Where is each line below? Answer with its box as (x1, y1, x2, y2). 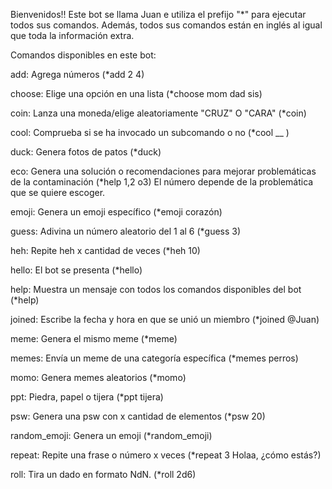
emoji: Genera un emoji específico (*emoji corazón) (10, 206, 223, 218)
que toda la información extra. (10, 30, 135, 41)
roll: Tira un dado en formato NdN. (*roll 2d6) (10, 469, 197, 480)
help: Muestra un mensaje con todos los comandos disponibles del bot (10, 284, 302, 295)
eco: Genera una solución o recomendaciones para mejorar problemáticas (10, 165, 317, 177)
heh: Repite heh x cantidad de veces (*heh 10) (10, 245, 201, 256)
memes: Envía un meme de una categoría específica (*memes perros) (10, 352, 299, 364)
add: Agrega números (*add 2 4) (10, 69, 145, 80)
